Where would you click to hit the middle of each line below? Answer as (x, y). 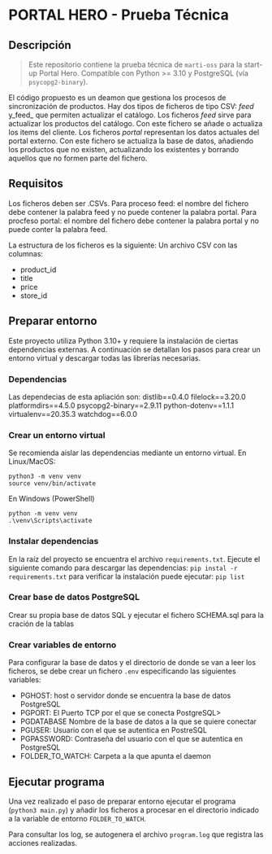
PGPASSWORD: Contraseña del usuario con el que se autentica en (132, 739)
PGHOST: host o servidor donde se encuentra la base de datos (125, 696)
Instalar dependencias (54, 541)
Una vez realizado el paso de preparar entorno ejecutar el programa (122, 801)
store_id (34, 296)
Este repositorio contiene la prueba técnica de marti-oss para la (135, 64)
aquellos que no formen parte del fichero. (78, 158)
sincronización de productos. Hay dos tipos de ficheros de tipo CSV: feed (131, 106)
